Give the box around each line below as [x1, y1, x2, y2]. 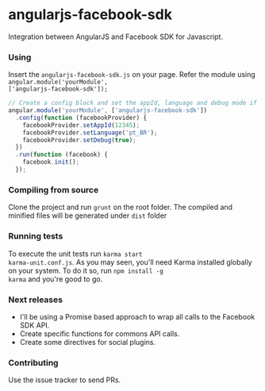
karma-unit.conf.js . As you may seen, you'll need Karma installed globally [8, 257, 252, 267]
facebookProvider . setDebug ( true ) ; [22, 136, 136, 144]
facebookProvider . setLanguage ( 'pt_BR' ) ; [22, 129, 158, 137]
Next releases [8, 294, 63, 305]
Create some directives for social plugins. [19, 337, 156, 346]
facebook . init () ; [22, 158, 80, 166]
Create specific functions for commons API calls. [19, 328, 180, 339]
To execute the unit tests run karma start [8, 249, 143, 258]
